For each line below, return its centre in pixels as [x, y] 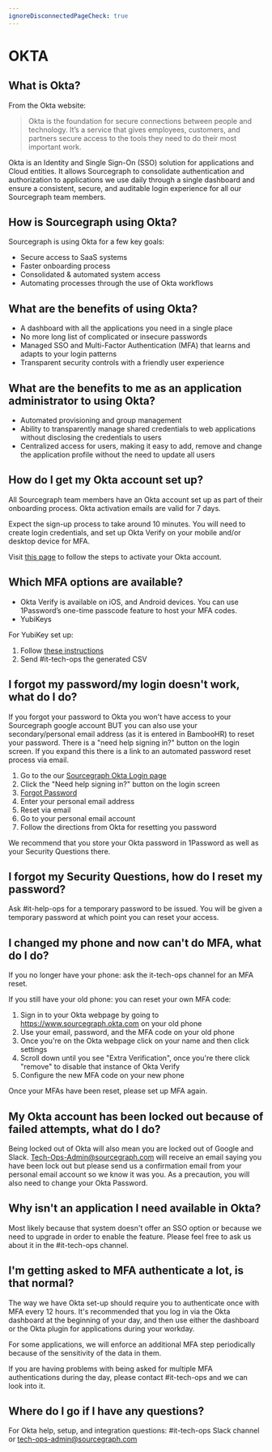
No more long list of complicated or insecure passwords [114, 337]
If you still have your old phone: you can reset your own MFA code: [120, 999]
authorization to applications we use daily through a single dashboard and [132, 180]
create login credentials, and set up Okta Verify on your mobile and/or [125, 532]
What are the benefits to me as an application [125, 388]
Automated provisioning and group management [101, 420]
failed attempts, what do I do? [85, 1129]
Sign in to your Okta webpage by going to [89, 1015]
